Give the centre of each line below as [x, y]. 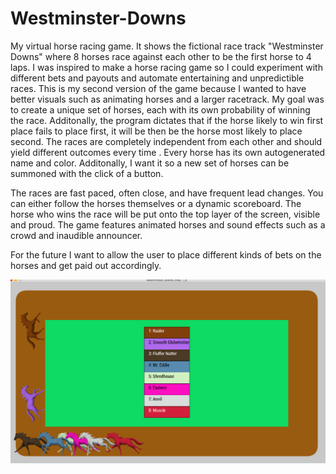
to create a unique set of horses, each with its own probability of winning [160, 109]
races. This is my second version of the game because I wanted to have [158, 88]
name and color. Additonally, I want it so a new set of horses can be [150, 163]
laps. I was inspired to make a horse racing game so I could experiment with [166, 67]
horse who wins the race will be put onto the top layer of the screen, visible [165, 214]
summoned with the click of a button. [87, 173]
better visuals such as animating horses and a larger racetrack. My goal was [167, 99]
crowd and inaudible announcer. [76, 235]
